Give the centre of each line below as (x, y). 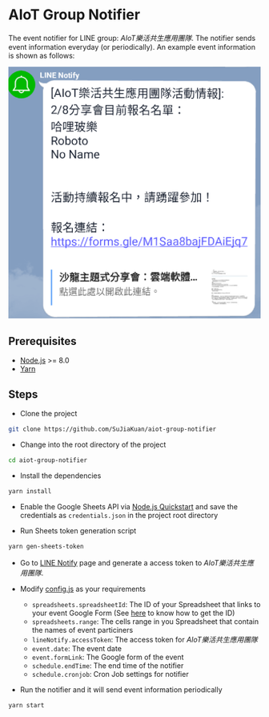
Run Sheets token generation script (78, 530)
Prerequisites (42, 341)
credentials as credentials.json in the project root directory (119, 515)
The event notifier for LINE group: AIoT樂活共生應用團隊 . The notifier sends (132, 38)
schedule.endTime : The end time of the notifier (108, 665)
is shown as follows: (42, 55)
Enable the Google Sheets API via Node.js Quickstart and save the (129, 506)
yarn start (26, 705)
